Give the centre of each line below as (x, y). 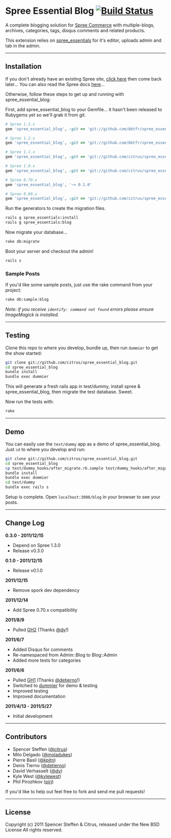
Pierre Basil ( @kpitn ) (34, 760)
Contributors (26, 737)
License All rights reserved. (34, 830)
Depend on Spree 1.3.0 (37, 545)
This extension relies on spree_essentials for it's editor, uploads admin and (83, 40)
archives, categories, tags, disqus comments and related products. (75, 30)
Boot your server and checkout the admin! (49, 251)
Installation (23, 67)
